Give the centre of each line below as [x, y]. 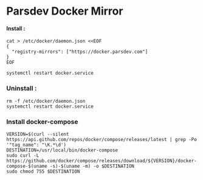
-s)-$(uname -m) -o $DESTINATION [92, 166]
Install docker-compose [42, 122]
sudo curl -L [23, 155]
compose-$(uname [27, 166]
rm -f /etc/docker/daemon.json [46, 101]
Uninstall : [22, 88]
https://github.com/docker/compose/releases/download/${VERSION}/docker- [102, 161]
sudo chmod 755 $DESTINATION [43, 171]
